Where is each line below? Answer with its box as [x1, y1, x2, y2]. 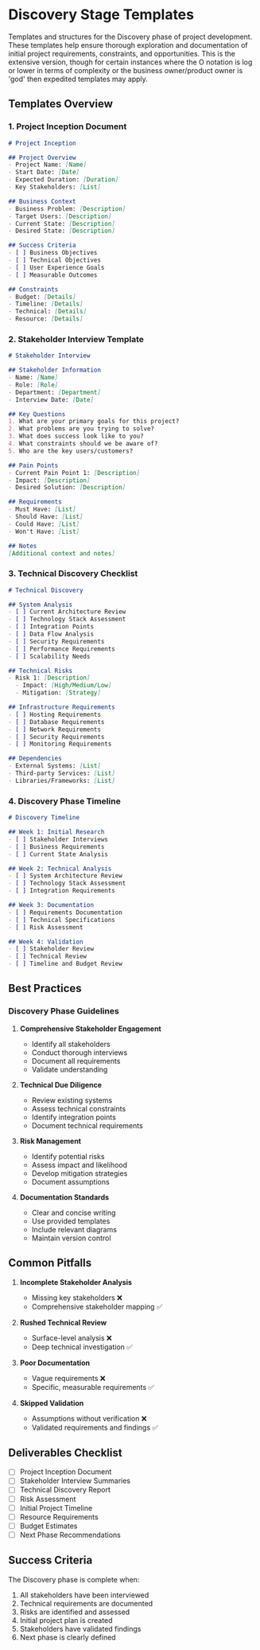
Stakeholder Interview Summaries [19, 1476, 131, 1485]
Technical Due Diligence [19, 1080, 102, 1089]
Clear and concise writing [31, 1208, 116, 1217]
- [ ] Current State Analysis [8, 850, 109, 858]
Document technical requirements [31, 1120, 143, 1130]
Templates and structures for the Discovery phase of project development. [8, 32, 253, 41]
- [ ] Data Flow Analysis [8, 630, 94, 638]
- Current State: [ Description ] [8, 220, 115, 228]
